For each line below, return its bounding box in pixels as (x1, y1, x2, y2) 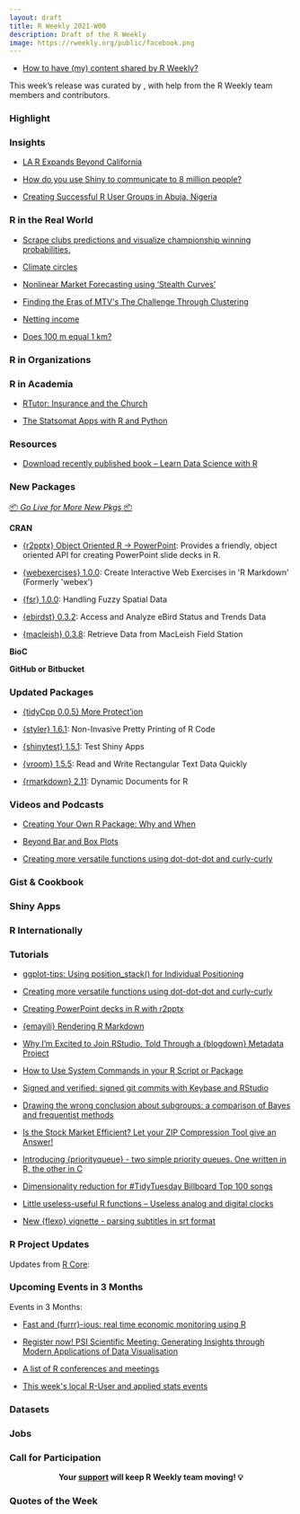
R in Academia (9, 377, 74, 390)
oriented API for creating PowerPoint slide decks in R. (22, 549, 221, 560)
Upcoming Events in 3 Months (9, 1281, 144, 1294)
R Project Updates (9, 1238, 90, 1251)
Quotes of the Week (9, 1494, 98, 1507)
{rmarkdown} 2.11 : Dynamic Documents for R (22, 775, 189, 786)
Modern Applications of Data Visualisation (22, 1345, 178, 1357)
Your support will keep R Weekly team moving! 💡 (57, 1471, 244, 1483)
